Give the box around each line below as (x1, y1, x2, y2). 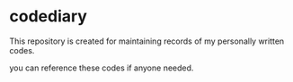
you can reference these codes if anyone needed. (9, 62, 194, 73)
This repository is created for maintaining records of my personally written (9, 36, 285, 46)
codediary (9, 6, 88, 27)
